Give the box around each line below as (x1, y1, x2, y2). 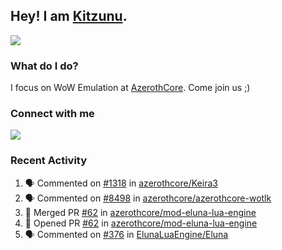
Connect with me (10, 107, 95, 121)
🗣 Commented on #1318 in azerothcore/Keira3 (24, 177, 218, 189)
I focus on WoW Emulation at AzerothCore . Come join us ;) (10, 82, 251, 94)
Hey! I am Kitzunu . (10, 8, 128, 25)
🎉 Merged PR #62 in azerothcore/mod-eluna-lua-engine (24, 206, 257, 218)
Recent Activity (10, 154, 88, 168)
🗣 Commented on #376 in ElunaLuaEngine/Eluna (24, 228, 229, 240)
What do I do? (10, 59, 79, 73)
